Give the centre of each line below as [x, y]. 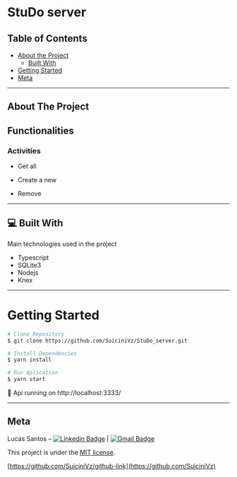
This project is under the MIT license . [61, 452]
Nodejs [28, 272]
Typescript [33, 257]
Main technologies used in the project [62, 244]
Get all [27, 166]
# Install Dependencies [42, 353]
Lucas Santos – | [58, 438]
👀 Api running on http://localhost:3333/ [64, 393]
